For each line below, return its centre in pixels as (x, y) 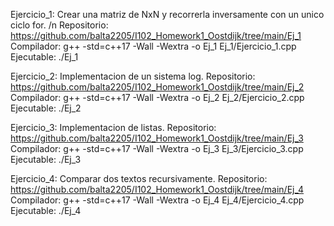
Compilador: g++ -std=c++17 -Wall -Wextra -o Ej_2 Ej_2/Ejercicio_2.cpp (157, 97)
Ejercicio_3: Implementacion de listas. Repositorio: (113, 127)
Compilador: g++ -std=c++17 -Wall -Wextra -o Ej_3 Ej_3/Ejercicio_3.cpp (157, 148)
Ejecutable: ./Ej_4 (46, 210)
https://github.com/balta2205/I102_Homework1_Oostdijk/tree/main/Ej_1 (156, 35)
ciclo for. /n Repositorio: (59, 25)
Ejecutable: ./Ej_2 (46, 108)
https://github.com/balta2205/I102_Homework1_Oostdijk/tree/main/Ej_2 (157, 87)
